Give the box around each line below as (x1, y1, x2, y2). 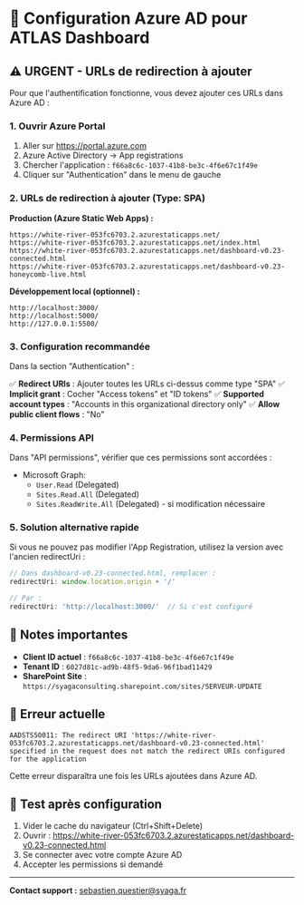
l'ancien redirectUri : (9, 551, 86, 562)
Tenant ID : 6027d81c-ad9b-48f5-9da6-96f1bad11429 (22, 661, 213, 672)
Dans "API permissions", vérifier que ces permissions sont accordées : (9, 452, 272, 463)
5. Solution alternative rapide (9, 521, 140, 534)
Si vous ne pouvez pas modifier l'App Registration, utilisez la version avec (9, 541, 284, 552)
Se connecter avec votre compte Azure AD (22, 850, 183, 861)
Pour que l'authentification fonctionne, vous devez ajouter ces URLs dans (9, 88, 283, 98)
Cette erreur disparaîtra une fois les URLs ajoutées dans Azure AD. (9, 770, 258, 781)
